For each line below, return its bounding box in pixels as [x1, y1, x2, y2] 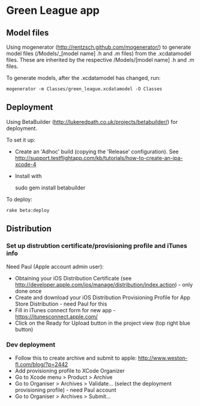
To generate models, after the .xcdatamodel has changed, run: [6, 75, 161, 81]
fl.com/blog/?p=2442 [14, 360, 68, 368]
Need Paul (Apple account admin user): [6, 263, 104, 270]
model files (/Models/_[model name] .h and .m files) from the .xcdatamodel [6, 50, 192, 57]
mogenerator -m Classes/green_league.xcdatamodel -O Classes [6, 86, 163, 92]
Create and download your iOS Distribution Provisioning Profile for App [14, 294, 190, 301]
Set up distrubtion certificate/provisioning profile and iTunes [6, 242, 187, 250]
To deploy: [6, 195, 32, 203]
